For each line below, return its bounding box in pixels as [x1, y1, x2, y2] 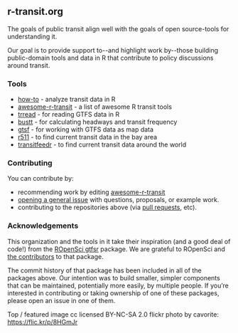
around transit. [7, 60, 50, 70]
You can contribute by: [7, 174, 74, 183]
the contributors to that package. [7, 252, 104, 260]
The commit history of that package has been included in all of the [7, 266, 202, 275]
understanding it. [7, 32, 58, 41]
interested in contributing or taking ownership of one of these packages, [7, 288, 220, 297]
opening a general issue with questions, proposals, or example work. [17, 196, 220, 204]
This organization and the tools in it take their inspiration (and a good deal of [7, 237, 231, 245]
